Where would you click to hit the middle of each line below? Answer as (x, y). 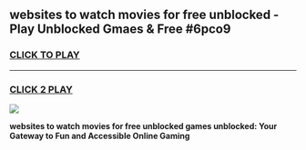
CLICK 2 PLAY (41, 89)
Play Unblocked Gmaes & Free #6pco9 (120, 30)
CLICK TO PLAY (45, 55)
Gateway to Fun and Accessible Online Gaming (100, 135)
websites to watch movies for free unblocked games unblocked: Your (143, 125)
